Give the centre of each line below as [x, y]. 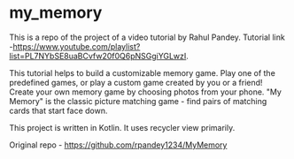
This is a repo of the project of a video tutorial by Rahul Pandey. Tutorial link [147, 37]
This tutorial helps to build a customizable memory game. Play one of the [143, 72]
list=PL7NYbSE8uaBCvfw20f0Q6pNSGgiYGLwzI [98, 56]
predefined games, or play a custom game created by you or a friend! [136, 82]
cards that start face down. [58, 110]
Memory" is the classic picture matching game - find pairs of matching [138, 101]
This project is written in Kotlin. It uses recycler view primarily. [122, 127]
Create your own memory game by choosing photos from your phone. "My [145, 92]
